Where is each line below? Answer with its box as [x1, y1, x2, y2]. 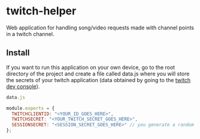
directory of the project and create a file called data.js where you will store [6, 70, 190, 77]
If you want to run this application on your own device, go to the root [6, 64, 175, 71]
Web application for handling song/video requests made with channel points [6, 24, 195, 31]
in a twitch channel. [6, 30, 54, 37]
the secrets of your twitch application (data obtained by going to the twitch [6, 76, 191, 83]
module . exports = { [6, 105, 55, 111]
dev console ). [6, 83, 40, 90]
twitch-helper [6, 4, 77, 18]
